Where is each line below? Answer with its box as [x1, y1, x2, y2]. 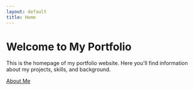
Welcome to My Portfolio [6, 40, 132, 54]
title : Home [6, 14, 36, 20]
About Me [6, 77, 31, 85]
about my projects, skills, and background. [6, 66, 111, 73]
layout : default [6, 8, 47, 15]
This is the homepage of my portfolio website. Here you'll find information [6, 60, 189, 67]
